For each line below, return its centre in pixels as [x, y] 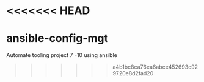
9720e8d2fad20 [133, 73]
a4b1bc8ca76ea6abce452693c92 [155, 67]
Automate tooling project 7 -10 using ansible [62, 55]
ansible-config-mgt [57, 39]
